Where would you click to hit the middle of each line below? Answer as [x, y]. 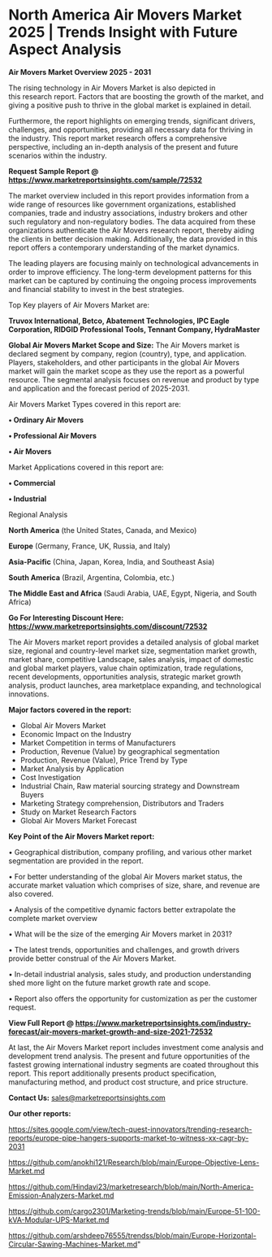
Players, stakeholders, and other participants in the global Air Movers [124, 362]
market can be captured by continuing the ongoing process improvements [133, 280]
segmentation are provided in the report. [76, 861]
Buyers [32, 794]
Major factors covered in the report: [70, 709]
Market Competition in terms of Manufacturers [98, 743]
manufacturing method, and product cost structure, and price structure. [128, 1082]
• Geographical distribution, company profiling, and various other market [130, 852]
